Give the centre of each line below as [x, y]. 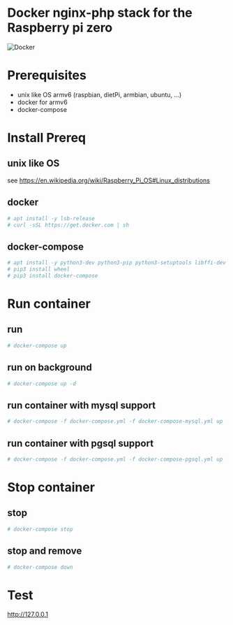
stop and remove [45, 551]
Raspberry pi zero [60, 28]
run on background [50, 367]
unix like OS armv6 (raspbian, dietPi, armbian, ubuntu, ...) [99, 94]
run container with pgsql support [81, 443]
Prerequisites [47, 76]
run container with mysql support [82, 405]
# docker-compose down [40, 567]
